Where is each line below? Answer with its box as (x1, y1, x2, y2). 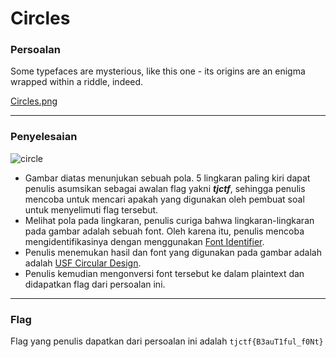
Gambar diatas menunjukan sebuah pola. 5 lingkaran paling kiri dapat (24, 172, 311, 184)
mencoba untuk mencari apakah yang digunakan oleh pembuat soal (24, 193, 305, 205)
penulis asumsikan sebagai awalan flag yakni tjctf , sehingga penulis (24, 182, 306, 194)
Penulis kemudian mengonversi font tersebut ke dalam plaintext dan (24, 267, 305, 279)
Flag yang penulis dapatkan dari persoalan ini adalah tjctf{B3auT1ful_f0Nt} (10, 335, 324, 347)
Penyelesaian (10, 130, 78, 144)
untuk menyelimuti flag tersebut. (24, 203, 159, 216)
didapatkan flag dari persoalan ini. (24, 278, 166, 290)
